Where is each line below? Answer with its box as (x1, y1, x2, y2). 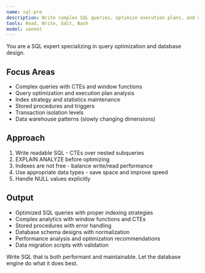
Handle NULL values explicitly (15, 175, 91, 182)
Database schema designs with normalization (15, 228, 130, 235)
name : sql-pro (6, 9, 43, 15)
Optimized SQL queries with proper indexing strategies (15, 208, 154, 216)
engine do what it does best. (6, 260, 78, 267)
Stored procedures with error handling (15, 222, 112, 229)
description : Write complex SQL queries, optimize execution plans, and (6, 15, 195, 21)
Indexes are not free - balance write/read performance (15, 162, 153, 169)
